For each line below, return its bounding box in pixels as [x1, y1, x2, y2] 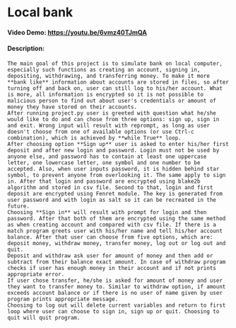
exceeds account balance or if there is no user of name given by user [7, 289, 223, 296]
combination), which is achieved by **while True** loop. [7, 134, 182, 142]
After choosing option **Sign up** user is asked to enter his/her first [7, 140, 230, 147]
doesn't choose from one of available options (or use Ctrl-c [7, 128, 194, 135]
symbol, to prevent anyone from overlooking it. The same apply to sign [7, 171, 226, 179]
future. [7, 203, 30, 210]
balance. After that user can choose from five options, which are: [7, 233, 213, 241]
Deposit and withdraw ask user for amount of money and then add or [7, 252, 213, 259]
